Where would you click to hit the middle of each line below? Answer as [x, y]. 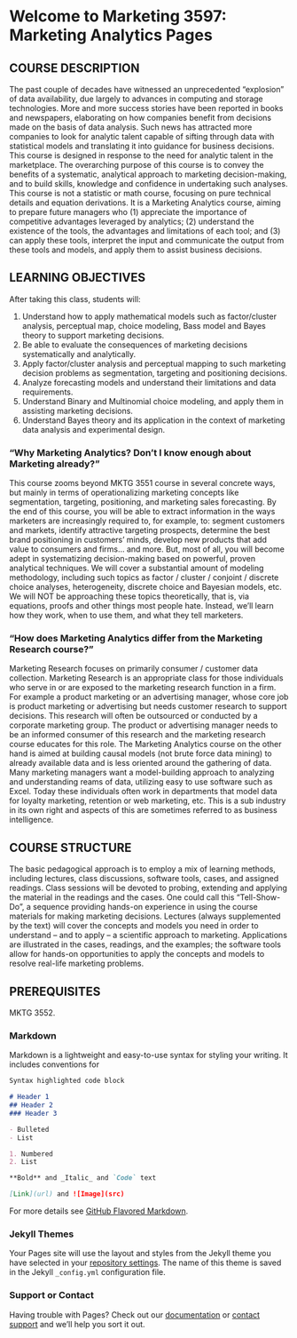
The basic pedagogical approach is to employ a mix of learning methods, [143, 869]
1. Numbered [31, 1154]
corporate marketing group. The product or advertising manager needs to [144, 725]
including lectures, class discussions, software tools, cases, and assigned [144, 879]
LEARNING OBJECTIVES [78, 278]
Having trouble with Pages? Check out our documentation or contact [134, 1314]
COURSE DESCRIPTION [74, 68]
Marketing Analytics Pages [111, 35]
